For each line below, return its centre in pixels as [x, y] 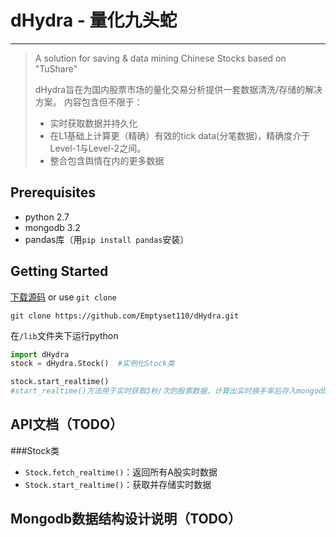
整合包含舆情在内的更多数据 [107, 160]
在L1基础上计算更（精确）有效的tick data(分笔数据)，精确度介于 [180, 135]
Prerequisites [53, 192]
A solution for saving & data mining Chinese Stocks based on [160, 58]
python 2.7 [47, 217]
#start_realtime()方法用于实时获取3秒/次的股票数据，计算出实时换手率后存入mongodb [169, 391]
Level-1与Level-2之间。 [98, 148]
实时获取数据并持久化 [93, 123]
